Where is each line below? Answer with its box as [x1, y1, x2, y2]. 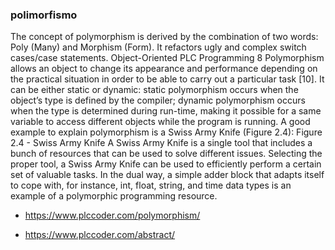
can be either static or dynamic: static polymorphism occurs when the [10, 84, 299, 96]
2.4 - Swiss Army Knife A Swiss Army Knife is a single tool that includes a [10, 137, 313, 149]
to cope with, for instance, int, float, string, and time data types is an [10, 179, 292, 192]
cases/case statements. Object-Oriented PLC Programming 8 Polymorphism [10, 52, 325, 64]
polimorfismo [10, 8, 78, 22]
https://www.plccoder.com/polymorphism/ [24, 209, 201, 222]
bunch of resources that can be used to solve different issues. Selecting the [10, 148, 323, 160]
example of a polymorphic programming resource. [10, 190, 218, 202]
